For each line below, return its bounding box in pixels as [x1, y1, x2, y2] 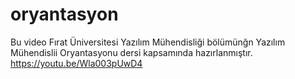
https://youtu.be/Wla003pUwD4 [10, 57, 143, 69]
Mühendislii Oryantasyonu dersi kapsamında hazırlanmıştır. [10, 46, 253, 58]
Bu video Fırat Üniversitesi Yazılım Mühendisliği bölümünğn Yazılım [10, 36, 286, 48]
